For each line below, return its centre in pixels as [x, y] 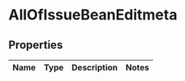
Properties [36, 45]
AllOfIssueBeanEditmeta [93, 15]
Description [95, 68]
